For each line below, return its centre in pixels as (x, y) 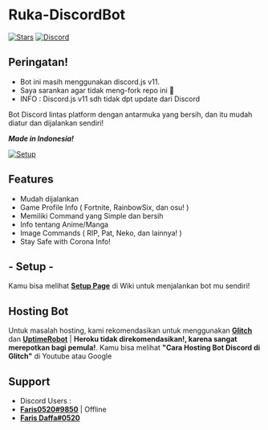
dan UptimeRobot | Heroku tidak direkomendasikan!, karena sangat (123, 339)
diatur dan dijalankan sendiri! (56, 123)
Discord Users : (46, 401)
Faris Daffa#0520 (50, 418)
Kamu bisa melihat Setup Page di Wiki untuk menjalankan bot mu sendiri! (129, 286)
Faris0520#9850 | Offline (63, 409)
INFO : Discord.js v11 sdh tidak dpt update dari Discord (110, 99)
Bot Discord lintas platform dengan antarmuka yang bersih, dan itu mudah (130, 114)
